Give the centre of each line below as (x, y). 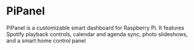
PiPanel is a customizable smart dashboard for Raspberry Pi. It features (95, 28)
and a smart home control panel (46, 40)
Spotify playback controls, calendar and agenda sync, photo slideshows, (97, 34)
